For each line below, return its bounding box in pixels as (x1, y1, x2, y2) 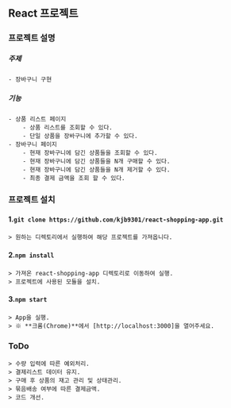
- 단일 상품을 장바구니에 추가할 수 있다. (22, 133, 138, 140)
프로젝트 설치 (8, 194, 56, 206)
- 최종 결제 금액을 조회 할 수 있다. (22, 175, 125, 183)
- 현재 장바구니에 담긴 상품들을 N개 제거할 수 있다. (22, 166, 171, 174)
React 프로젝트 (8, 6, 79, 21)
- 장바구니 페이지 (8, 140, 58, 148)
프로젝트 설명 (8, 33, 56, 44)
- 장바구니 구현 (8, 75, 52, 84)
